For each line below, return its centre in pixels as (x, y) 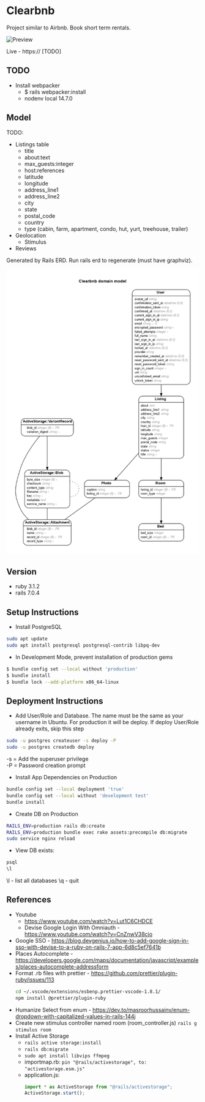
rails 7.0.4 (27, 593)
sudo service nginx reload (41, 839)
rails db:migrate (47, 1049)
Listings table (32, 144)
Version (21, 572)
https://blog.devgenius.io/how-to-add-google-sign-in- (120, 940)
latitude (34, 177)
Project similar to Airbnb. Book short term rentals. (69, 28)
